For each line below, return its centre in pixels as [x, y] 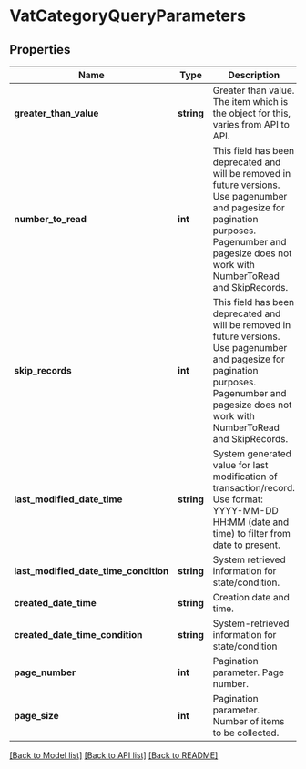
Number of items [249, 721]
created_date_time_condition [78, 635]
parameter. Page [249, 672]
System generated [252, 454]
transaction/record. [254, 488]
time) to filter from [252, 533]
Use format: [238, 499]
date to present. [246, 545]
